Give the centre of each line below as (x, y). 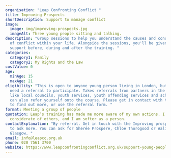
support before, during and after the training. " (65, 48)
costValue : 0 (19, 67)
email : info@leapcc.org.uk (34, 138)
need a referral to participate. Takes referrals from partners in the (88, 90)
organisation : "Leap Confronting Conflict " (53, 10)
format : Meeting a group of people (43, 110)
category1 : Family (30, 57)
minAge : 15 (21, 76)
